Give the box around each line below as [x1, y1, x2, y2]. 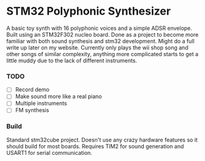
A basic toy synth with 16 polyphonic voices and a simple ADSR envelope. [6, 24, 193, 32]
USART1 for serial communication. [6, 149, 93, 156]
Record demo [15, 86, 50, 93]
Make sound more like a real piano [15, 93, 102, 100]
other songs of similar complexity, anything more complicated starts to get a [6, 50, 199, 57]
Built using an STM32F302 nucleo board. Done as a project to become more [6, 30, 199, 38]
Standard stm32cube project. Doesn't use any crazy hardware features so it [6, 136, 198, 143]
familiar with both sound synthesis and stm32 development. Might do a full [6, 37, 195, 45]
